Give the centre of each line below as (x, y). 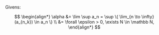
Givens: (13, 7)
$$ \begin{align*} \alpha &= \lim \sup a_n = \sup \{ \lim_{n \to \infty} (84, 17)
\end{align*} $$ (84, 27)
